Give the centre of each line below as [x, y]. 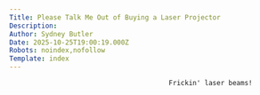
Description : [33, 26]
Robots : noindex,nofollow [57, 51]
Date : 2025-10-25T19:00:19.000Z [69, 42]
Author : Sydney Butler [51, 34]
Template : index [39, 59]
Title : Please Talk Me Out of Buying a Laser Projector [115, 17]
